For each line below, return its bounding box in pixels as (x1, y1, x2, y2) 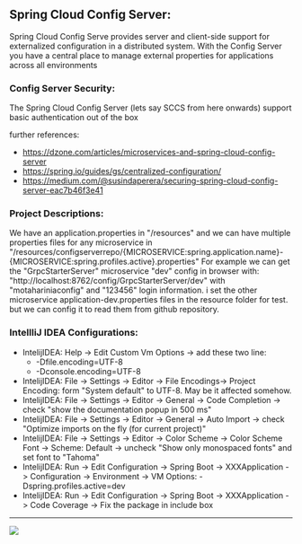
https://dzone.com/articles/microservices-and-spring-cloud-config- (22, 147, 276, 158)
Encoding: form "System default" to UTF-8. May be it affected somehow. (22, 385, 292, 396)
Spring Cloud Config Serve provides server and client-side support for (9, 31, 271, 41)
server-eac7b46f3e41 (22, 185, 103, 196)
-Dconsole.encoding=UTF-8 (35, 365, 141, 376)
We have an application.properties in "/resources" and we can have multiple (9, 228, 291, 239)
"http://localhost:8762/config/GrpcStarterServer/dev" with (9, 276, 226, 286)
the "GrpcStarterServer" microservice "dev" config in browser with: (9, 266, 260, 276)
